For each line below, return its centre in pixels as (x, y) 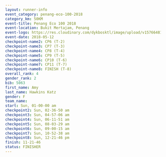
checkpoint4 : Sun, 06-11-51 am (37, 119)
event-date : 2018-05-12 (30, 37)
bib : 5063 (15, 83)
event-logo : (17, 32)
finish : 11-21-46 (23, 142)
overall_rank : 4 (22, 74)
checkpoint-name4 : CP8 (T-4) (35, 51)
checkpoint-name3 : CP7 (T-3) (35, 46)
